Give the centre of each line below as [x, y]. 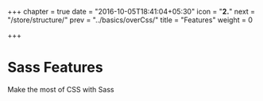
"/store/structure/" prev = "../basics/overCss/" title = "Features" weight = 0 [130, 20]
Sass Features [56, 68]
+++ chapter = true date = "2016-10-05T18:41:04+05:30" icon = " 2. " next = [131, 12]
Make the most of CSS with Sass [61, 89]
